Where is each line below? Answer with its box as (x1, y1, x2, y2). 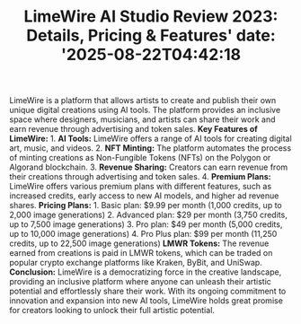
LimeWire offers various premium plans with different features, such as (9, 181, 272, 192)
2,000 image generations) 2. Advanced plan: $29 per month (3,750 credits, (9, 209, 288, 221)
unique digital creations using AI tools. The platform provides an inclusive (9, 105, 281, 116)
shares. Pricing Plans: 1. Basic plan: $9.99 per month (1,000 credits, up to (9, 200, 282, 211)
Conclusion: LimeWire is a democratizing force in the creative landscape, (9, 267, 282, 277)
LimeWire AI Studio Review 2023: (23, 6, 279, 27)
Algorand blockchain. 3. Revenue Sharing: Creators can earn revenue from (9, 162, 288, 172)
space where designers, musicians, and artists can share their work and (9, 114, 276, 125)
